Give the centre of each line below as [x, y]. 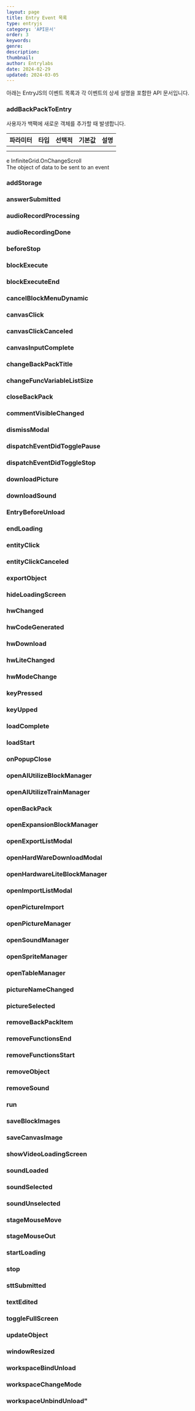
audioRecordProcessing [43, 216]
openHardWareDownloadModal [54, 858]
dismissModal [28, 430]
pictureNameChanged [40, 990]
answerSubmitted [34, 199]
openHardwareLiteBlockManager [57, 874]
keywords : [19, 40]
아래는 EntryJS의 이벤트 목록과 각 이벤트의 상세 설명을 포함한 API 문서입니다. [98, 93]
